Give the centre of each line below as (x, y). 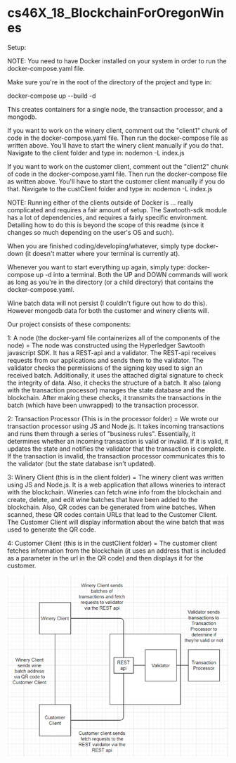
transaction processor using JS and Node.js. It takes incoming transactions (116, 426)
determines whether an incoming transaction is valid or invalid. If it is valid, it (118, 441)
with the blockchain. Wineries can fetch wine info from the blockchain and (114, 492)
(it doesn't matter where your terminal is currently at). (103, 253)
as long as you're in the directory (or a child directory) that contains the (111, 282)
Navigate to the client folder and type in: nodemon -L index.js (96, 153)
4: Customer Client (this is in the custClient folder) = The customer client (112, 543)
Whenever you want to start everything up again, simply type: (97, 267)
